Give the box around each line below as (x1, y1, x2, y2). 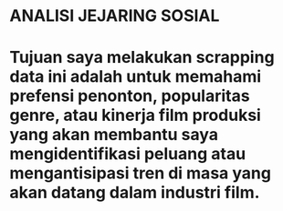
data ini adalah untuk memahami (9, 66, 262, 87)
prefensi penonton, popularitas (9, 85, 250, 106)
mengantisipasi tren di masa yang (9, 163, 272, 184)
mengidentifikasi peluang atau (9, 144, 246, 165)
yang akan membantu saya (9, 125, 219, 146)
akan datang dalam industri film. (9, 183, 260, 203)
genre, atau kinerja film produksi (9, 105, 262, 126)
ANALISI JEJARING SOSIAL (9, 5, 220, 26)
